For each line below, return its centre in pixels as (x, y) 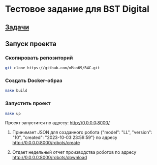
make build (16, 91)
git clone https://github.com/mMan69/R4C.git (52, 68)
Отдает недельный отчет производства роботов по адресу (74, 152)
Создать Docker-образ (34, 81)
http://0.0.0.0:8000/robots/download (49, 158)
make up (13, 113)
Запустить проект (28, 103)
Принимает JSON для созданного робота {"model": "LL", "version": (82, 132)
